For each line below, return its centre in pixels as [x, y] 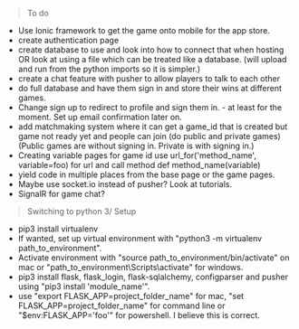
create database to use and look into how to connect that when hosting [151, 50]
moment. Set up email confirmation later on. [100, 117]
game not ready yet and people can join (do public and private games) [149, 136]
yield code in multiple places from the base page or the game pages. [146, 174]
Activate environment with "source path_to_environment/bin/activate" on [154, 258]
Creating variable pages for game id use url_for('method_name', [137, 155]
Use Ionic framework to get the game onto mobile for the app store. [144, 30]
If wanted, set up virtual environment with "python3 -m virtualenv [140, 238]
